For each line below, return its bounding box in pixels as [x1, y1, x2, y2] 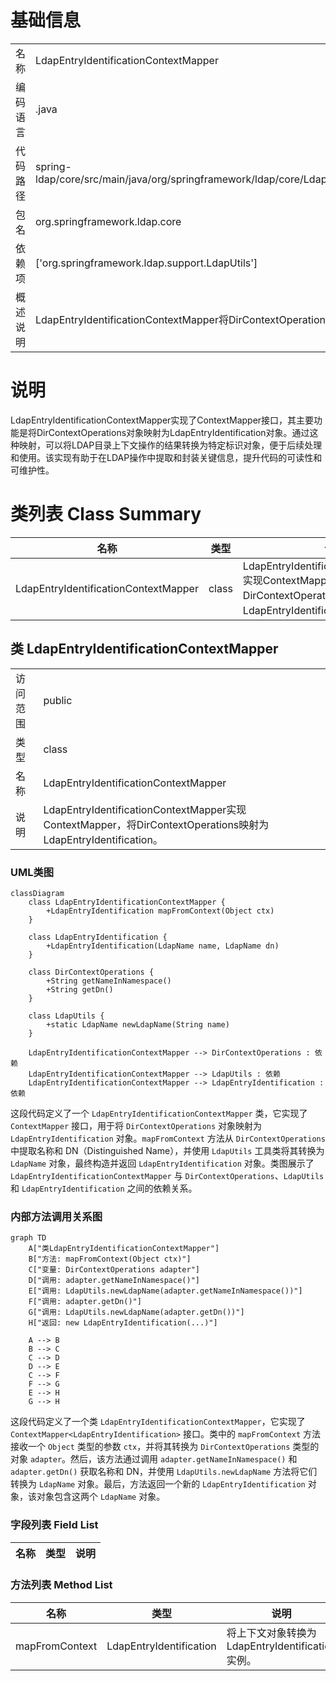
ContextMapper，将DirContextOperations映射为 [43, 817, 270, 831]
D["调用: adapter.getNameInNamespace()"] [28, 1276, 200, 1286]
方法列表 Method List [10, 1578, 113, 1592]
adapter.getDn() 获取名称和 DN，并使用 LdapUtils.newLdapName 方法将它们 [10, 1466, 318, 1478]
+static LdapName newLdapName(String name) [46, 1019, 230, 1030]
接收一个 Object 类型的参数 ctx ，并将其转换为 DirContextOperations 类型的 [10, 1441, 320, 1453]
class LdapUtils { [28, 1011, 105, 1021]
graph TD [10, 1233, 47, 1243]
